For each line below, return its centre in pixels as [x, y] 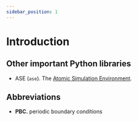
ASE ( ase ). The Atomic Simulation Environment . [74, 78]
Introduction [38, 41]
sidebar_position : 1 [32, 12]
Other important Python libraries [69, 64]
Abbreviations [33, 97]
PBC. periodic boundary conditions [58, 111]
